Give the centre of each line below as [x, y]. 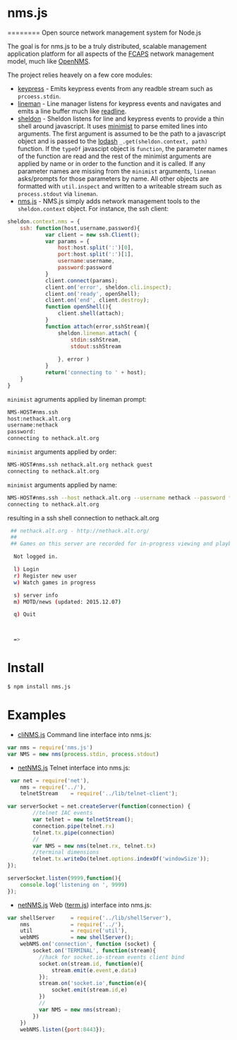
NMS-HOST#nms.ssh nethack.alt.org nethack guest [80, 465]
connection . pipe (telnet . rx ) [74, 826]
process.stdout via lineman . [58, 193]
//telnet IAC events [63, 813]
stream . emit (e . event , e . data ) [95, 970]
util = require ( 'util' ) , [74, 931]
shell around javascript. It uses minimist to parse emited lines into [113, 126]
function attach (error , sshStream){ [97, 326]
